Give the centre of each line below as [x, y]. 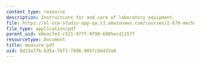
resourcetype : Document [36, 40]
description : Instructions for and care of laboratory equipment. [91, 17]
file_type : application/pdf [41, 28]
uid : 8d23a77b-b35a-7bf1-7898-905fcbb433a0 [61, 51]
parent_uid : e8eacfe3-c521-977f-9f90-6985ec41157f [71, 34]
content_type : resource [36, 12]
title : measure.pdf [31, 46]
